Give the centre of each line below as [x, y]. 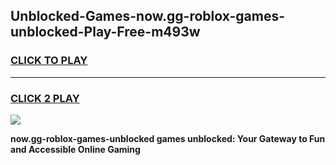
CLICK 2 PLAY [45, 98]
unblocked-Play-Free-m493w [105, 32]
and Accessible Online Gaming [75, 149]
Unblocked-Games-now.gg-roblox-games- [148, 16]
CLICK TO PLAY [49, 61]
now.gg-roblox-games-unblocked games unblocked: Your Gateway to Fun [168, 138]
